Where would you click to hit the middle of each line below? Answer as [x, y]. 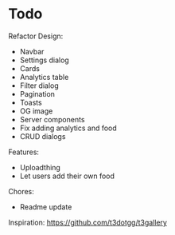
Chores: [21, 191]
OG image [36, 111]
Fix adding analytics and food [68, 128]
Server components [52, 119]
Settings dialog [44, 60]
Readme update [46, 207]
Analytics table [44, 77]
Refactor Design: [36, 36]
